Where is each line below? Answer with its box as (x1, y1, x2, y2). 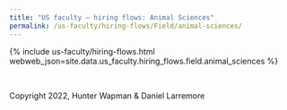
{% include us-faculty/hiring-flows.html (9, 46, 155, 56)
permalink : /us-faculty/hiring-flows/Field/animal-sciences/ (9, 21, 243, 30)
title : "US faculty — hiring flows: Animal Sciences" (9, 13, 215, 22)
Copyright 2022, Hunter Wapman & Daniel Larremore (9, 90, 205, 101)
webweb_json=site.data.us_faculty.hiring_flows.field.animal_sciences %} (9, 55, 279, 66)
